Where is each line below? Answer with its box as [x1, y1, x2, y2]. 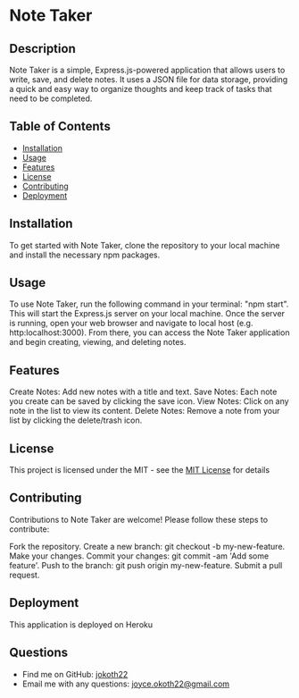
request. [9, 569, 40, 580]
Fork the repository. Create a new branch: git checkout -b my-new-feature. [9, 541, 286, 551]
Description [9, 41, 76, 56]
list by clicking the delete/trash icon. [9, 415, 143, 425]
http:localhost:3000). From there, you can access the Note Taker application [9, 327, 290, 338]
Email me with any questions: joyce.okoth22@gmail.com [21, 678, 230, 689]
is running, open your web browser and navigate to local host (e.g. [9, 318, 253, 329]
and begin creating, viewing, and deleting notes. [9, 337, 187, 348]
